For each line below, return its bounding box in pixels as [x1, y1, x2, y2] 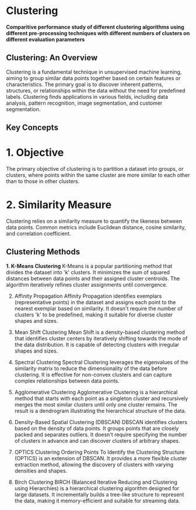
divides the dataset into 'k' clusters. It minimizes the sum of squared [6, 268, 170, 275]
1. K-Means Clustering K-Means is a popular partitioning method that [6, 262, 173, 270]
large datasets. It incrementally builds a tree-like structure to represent [14, 491, 184, 498]
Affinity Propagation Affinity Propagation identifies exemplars [14, 292, 162, 299]
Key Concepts [6, 123, 58, 133]
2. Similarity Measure [6, 198, 112, 212]
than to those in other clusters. [6, 178, 80, 185]
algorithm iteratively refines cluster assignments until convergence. [6, 281, 168, 288]
